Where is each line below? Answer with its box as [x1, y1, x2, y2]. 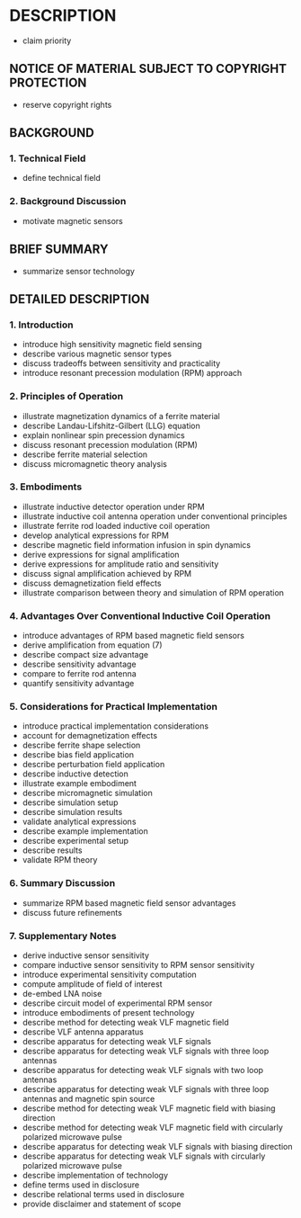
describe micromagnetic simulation [22, 788, 153, 799]
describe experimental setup [22, 836, 128, 846]
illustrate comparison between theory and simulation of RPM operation [22, 587, 285, 598]
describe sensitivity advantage [22, 658, 137, 670]
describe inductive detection [22, 768, 128, 779]
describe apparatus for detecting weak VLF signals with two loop [22, 1065, 263, 1076]
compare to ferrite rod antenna [22, 668, 137, 679]
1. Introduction [9, 318, 74, 331]
